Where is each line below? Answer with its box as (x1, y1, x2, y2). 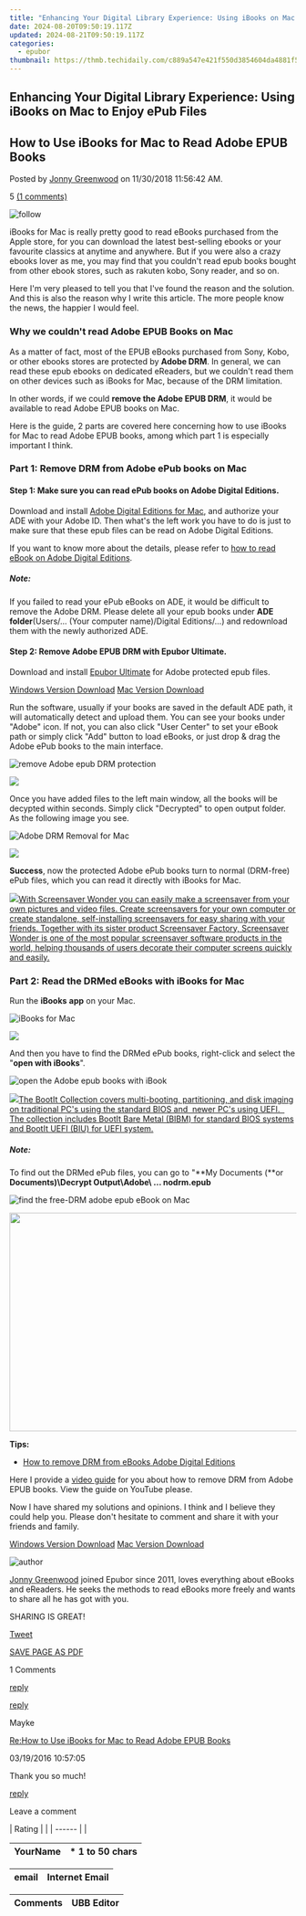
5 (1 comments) (9, 191, 68, 202)
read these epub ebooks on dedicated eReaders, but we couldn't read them (9, 365, 294, 376)
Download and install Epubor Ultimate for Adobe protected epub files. (9, 666, 270, 677)
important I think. (9, 439, 74, 450)
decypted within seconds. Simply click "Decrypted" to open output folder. (9, 803, 287, 814)
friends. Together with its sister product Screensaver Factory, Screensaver (9, 922, 290, 933)
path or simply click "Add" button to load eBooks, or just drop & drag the (9, 731, 280, 742)
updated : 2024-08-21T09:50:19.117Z (9, 30, 145, 39)
